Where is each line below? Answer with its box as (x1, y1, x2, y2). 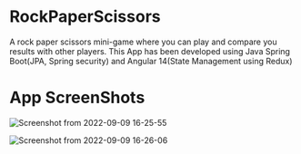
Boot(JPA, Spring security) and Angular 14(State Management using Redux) (9, 55, 293, 66)
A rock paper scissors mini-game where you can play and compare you (9, 36, 277, 47)
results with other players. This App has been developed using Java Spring (9, 45, 291, 56)
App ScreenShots (9, 88, 145, 108)
